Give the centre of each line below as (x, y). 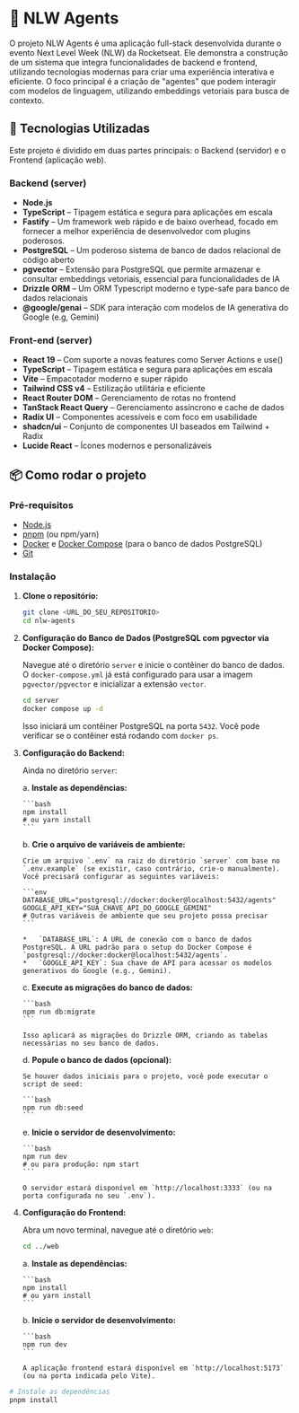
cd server (41, 701)
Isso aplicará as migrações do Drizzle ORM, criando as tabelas (145, 1035)
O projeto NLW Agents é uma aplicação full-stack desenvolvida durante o (145, 43)
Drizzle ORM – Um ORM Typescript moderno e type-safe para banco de (156, 289)
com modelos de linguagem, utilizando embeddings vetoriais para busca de (149, 91)
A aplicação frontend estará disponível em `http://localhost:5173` (153, 1368)
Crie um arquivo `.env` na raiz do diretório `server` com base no (151, 861)
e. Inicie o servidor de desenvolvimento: (99, 1132)
